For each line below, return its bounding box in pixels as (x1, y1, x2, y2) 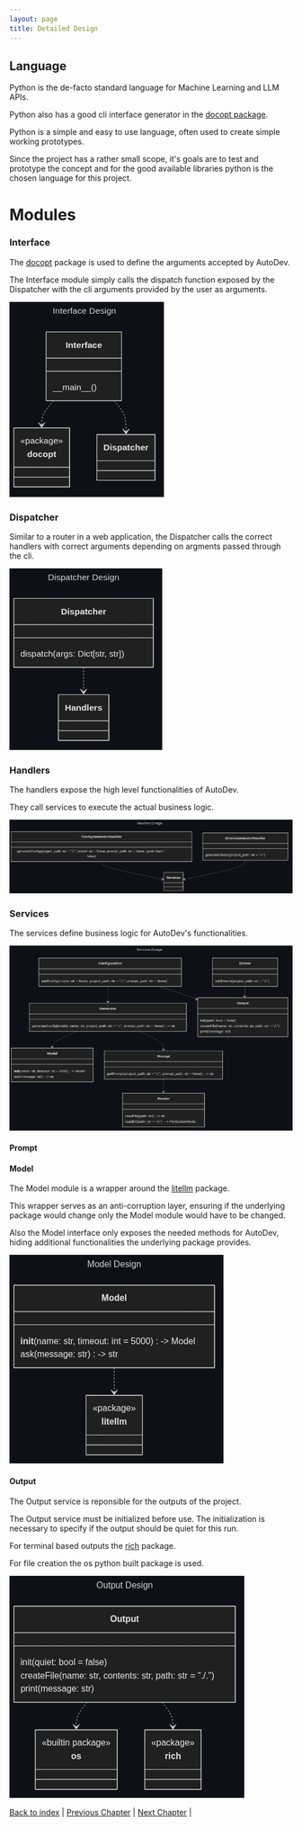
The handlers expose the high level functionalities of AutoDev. (9, 784, 240, 795)
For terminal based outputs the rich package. (9, 1540, 176, 1551)
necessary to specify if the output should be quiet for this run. (9, 1523, 239, 1534)
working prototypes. (9, 136, 84, 148)
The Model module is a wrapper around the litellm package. (9, 1183, 230, 1194)
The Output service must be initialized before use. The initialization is (9, 1513, 265, 1524)
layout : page (9, 14, 58, 23)
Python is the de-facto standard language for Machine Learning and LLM (9, 82, 280, 94)
